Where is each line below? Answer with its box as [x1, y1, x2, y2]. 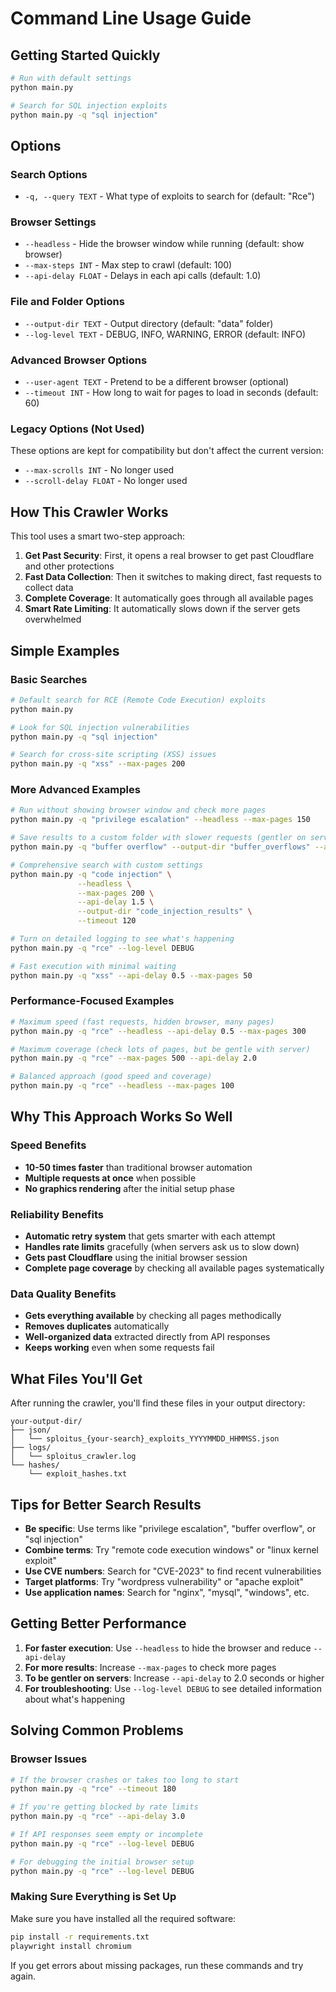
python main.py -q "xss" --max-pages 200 [10, 759, 186, 769]
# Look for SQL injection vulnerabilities [10, 722, 190, 732]
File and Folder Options [10, 295, 125, 309]
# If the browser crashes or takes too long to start [10, 1775, 240, 1785]
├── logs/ [10, 1443, 52, 1453]
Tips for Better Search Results [10, 1496, 202, 1513]
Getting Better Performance [10, 1615, 187, 1632]
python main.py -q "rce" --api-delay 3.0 [10, 1812, 186, 1822]
